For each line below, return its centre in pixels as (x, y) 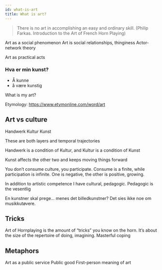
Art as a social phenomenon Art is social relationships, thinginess (70, 42)
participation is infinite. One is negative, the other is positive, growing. (75, 174)
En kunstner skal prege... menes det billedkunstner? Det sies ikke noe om (78, 198)
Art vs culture (26, 120)
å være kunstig (27, 85)
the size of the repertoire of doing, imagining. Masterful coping (68, 235)
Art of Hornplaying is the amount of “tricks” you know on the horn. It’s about (81, 230)
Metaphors (22, 251)
